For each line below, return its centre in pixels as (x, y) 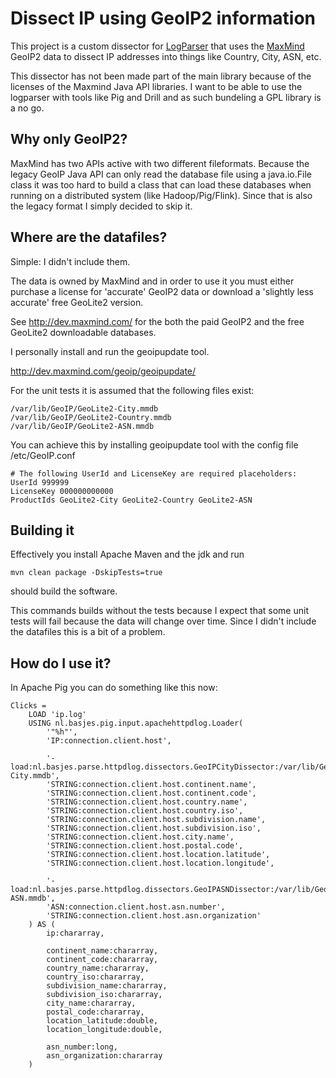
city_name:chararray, (91, 1003)
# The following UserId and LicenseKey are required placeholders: (154, 473)
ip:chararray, (75, 933)
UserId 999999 (40, 482)
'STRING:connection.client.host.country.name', (147, 802)
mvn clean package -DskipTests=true (86, 573)
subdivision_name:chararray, (107, 986)
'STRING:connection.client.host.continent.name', (151, 785)
